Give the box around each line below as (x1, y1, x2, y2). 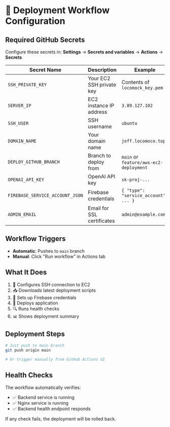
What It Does (5, 268, 47, 277)
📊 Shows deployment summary (12, 313, 79, 319)
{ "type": (121, 187, 145, 193)
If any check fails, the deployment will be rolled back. (5, 415, 116, 422)
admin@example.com (121, 212, 166, 217)
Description (88, 66, 117, 73)
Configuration (5, 15, 66, 27)
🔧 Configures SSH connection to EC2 (12, 281, 90, 288)
